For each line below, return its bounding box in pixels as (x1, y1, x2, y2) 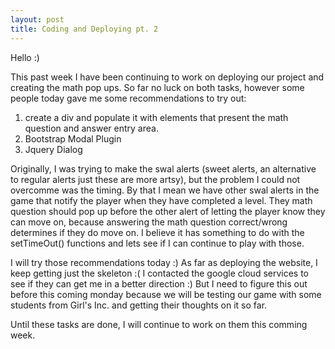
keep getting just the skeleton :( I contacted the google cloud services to (10, 267, 310, 279)
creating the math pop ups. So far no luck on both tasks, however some (10, 81, 305, 93)
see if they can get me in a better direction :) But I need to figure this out (10, 277, 308, 290)
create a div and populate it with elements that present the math (24, 111, 289, 123)
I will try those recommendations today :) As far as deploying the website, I (10, 256, 318, 268)
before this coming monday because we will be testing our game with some (10, 288, 322, 300)
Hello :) (10, 51, 40, 63)
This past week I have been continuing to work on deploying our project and (10, 71, 325, 83)
